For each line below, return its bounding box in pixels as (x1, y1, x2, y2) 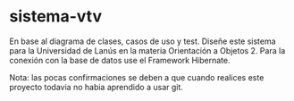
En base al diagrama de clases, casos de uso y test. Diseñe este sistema (9, 36, 276, 46)
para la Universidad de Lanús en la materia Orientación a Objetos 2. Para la (9, 45, 286, 55)
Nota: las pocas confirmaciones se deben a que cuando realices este (9, 72, 265, 82)
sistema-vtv (9, 6, 103, 27)
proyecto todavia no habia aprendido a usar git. (9, 81, 183, 92)
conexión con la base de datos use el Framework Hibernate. (9, 55, 231, 65)
